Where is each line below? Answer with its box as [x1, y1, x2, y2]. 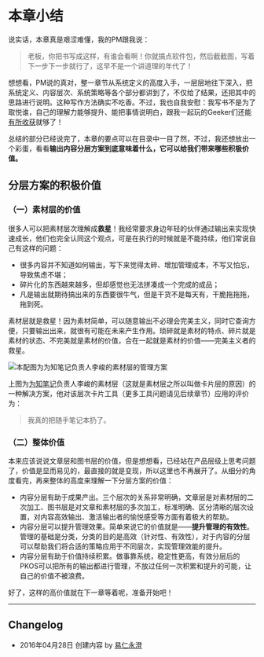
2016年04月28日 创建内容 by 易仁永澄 [19, 640, 143, 649]
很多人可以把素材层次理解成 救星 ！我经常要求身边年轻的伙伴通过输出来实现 [8, 223, 249, 233]
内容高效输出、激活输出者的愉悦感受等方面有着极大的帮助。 [40, 512, 233, 521]
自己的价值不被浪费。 [19, 571, 89, 580]
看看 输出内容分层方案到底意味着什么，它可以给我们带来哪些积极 [35, 143, 242, 153]
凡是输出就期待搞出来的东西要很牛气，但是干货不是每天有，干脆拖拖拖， [19, 289, 254, 299]
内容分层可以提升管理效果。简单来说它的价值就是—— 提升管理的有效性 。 [19, 522, 254, 531]
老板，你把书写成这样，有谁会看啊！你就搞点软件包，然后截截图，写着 [27, 51, 255, 61]
